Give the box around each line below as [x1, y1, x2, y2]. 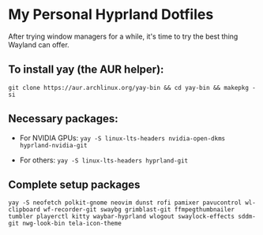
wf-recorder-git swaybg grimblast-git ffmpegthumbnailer [43, 206, 235, 214]
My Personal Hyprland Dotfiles [8, 6, 214, 24]
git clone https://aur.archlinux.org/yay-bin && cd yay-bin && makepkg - [8, 84, 257, 91]
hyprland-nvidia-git [19, 141, 88, 149]
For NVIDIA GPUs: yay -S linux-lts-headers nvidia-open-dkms [19, 132, 226, 143]
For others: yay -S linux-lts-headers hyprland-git [19, 155, 189, 165]
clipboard [8, 206, 41, 214]
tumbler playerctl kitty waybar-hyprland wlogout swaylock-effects [8, 213, 235, 221]
